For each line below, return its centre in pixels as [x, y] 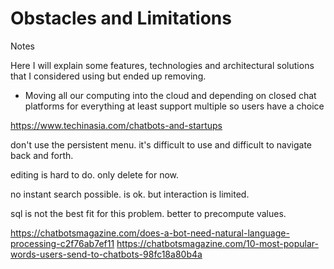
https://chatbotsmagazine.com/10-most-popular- [217, 243]
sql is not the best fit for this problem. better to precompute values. [148, 213]
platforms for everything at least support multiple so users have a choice [174, 106]
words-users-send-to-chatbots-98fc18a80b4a [106, 254]
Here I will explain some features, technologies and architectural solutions [162, 65]
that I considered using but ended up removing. [108, 76]
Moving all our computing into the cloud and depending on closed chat [170, 95]
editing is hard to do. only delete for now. [95, 174]
